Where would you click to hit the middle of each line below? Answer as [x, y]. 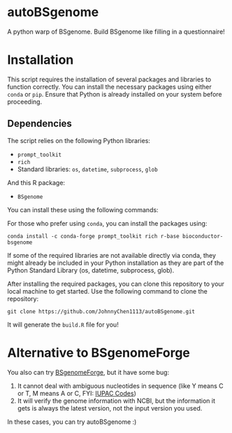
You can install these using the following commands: [83, 209]
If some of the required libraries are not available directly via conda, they [112, 255]
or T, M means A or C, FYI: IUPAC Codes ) [77, 393]
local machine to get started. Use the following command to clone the [107, 291]
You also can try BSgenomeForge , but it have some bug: [88, 372]
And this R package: [36, 182]
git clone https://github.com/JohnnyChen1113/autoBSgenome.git [101, 311]
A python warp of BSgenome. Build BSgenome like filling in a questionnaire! [116, 32]
